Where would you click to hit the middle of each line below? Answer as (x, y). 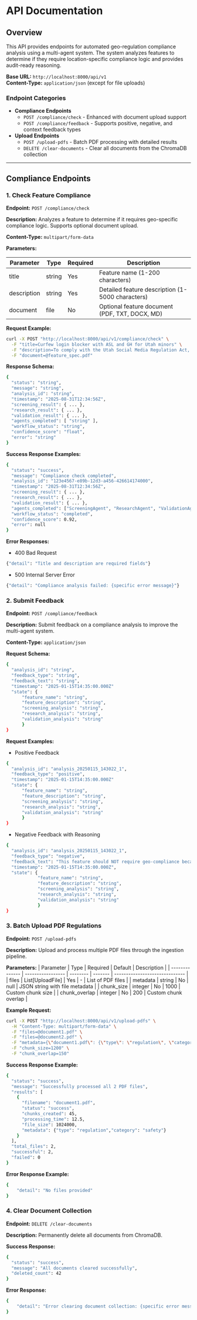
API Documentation (55, 11)
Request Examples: (30, 741)
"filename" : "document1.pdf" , (58, 1103)
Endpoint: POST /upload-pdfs (41, 938)
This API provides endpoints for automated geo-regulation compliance (91, 46)
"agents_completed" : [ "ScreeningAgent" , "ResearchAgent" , (84, 508)
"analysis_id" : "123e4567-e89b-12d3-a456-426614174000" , (82, 481)
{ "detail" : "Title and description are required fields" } (78, 564)
